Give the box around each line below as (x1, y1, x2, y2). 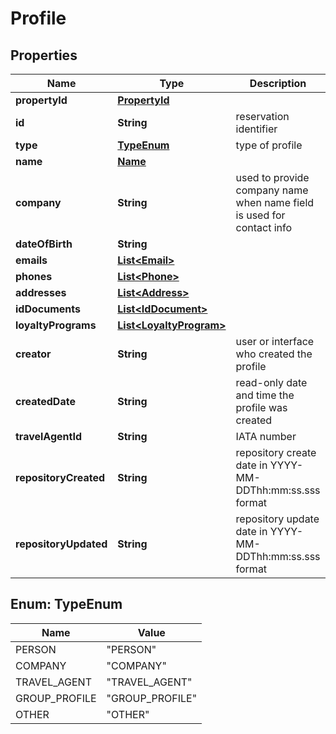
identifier (235, 122, 278, 136)
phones (15, 270, 53, 283)
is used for (235, 208, 286, 222)
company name (235, 183, 309, 197)
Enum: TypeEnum (10, 596, 123, 613)
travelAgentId (15, 430, 82, 443)
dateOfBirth (15, 237, 73, 251)
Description (249, 77, 307, 90)
